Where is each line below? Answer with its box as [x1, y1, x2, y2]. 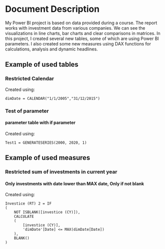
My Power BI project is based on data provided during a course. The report [5, 20, 158, 26]
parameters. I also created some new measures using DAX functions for [5, 41, 151, 46]
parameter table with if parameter [5, 120, 76, 125]
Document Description [5, 3, 100, 15]
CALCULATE [14, 214, 34, 219]
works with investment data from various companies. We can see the [5, 25, 145, 31]
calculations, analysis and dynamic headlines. [5, 46, 98, 52]
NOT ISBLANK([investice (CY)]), [14, 210, 80, 215]
